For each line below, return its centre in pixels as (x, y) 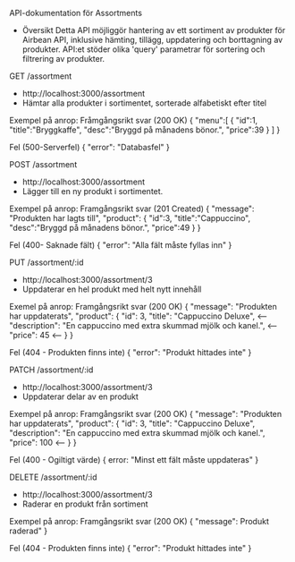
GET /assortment (41, 76)
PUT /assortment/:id (46, 262)
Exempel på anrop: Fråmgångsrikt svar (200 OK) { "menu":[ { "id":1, (134, 120)
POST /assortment (43, 164)
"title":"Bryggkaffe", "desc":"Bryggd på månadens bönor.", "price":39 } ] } (145, 130)
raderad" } (28, 531)
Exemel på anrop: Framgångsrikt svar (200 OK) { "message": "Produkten (143, 307)
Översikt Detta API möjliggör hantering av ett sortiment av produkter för (154, 30)
